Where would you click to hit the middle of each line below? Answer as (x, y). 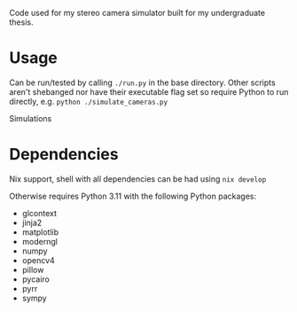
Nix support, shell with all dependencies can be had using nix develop (138, 179)
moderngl (39, 241)
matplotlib (40, 232)
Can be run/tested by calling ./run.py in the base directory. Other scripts (143, 82)
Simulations (31, 118)
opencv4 (38, 260)
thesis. (21, 22)
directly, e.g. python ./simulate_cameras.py (89, 101)
